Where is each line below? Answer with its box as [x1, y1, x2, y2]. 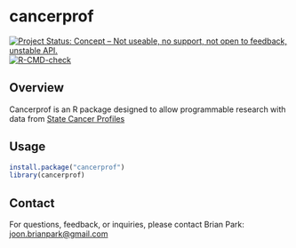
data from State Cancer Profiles [9, 113, 125, 124]
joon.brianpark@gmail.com [9, 228, 108, 239]
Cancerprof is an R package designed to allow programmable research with [9, 104, 286, 115]
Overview [9, 80, 65, 95]
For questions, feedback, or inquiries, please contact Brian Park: [9, 220, 244, 230]
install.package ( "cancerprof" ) [9, 163, 125, 172]
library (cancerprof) [9, 171, 86, 180]
